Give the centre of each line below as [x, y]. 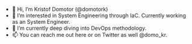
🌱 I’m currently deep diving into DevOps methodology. [79, 28]
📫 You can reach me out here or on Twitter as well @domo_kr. [89, 35]
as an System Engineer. [41, 22]
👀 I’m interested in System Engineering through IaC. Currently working [99, 15]
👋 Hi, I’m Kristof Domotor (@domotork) [60, 9]
